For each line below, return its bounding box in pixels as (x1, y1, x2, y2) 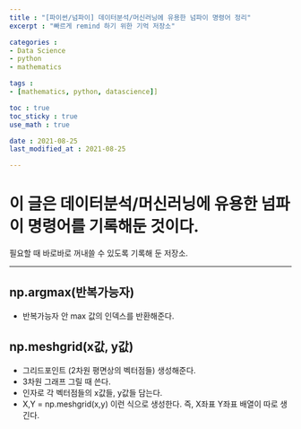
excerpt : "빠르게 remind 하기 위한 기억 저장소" (9, 22, 176, 31)
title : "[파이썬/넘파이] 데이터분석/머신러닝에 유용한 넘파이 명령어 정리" (9, 13, 252, 22)
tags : (9, 79, 34, 88)
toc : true (9, 103, 50, 112)
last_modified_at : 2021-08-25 (9, 144, 126, 153)
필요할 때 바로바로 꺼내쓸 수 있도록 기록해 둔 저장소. (9, 248, 188, 258)
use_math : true (9, 120, 70, 129)
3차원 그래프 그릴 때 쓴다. (21, 376, 112, 387)
